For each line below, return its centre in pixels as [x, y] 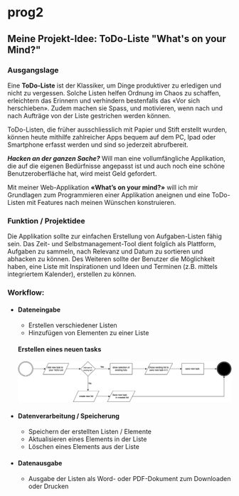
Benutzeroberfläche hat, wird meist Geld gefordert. [82, 173]
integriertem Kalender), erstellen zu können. [72, 274]
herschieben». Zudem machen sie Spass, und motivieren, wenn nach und [115, 108]
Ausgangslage [33, 70]
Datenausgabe [40, 463]
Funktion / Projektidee [46, 221]
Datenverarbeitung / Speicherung [68, 416]
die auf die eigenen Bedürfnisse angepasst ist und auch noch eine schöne [116, 166]
